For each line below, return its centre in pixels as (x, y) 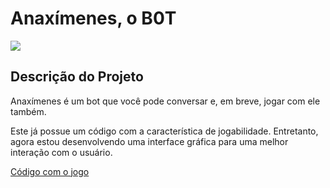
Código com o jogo (50, 171)
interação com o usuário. (61, 152)
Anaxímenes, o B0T (93, 18)
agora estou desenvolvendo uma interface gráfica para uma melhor (149, 141)
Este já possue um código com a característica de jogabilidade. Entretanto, (164, 131)
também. (28, 111)
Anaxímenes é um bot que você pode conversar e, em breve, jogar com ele (165, 101)
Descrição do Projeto (77, 77)
